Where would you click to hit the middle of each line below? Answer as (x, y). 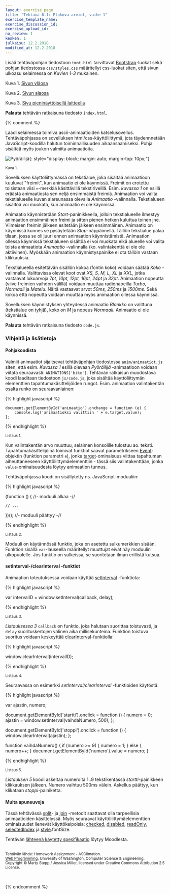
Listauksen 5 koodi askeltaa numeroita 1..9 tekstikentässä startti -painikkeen (84, 779)
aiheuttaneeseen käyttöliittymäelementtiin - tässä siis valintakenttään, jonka (84, 461)
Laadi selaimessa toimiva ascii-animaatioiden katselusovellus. (70, 132)
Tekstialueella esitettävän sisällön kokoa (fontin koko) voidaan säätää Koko (83, 267)
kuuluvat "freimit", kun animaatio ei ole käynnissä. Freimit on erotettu (77, 183)
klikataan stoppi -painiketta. (34, 790)
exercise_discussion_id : (31, 24)
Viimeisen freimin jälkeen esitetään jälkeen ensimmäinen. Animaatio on (79, 225)
